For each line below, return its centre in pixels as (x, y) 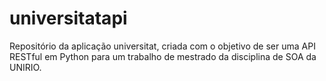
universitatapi (68, 18)
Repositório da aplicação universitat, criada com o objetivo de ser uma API (162, 46)
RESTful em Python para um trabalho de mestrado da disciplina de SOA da (163, 56)
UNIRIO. (25, 67)
